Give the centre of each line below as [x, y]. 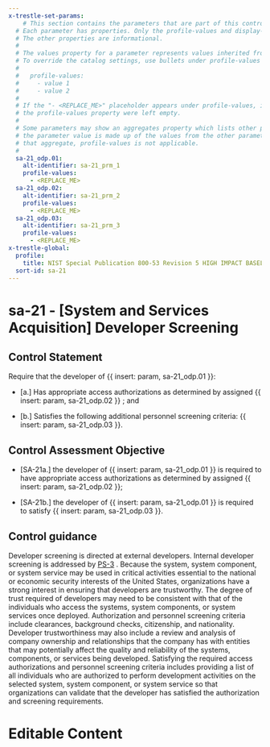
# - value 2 [43, 91]
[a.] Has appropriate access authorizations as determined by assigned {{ [140, 392]
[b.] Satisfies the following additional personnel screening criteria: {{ [133, 417]
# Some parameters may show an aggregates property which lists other [136, 128]
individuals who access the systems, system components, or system [122, 607]
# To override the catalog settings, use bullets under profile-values [138, 61]
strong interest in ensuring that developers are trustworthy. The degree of [131, 590]
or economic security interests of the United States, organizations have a [129, 581]
